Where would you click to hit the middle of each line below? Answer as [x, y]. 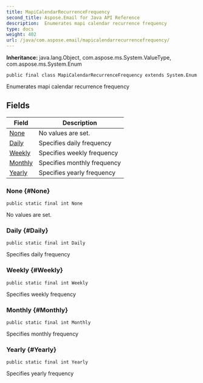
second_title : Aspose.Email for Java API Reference [73, 18]
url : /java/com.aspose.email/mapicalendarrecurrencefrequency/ [88, 40]
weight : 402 [21, 35]
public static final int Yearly [47, 362]
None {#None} [28, 191]
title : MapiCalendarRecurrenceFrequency [58, 12]
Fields [18, 106]
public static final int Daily [46, 243]
